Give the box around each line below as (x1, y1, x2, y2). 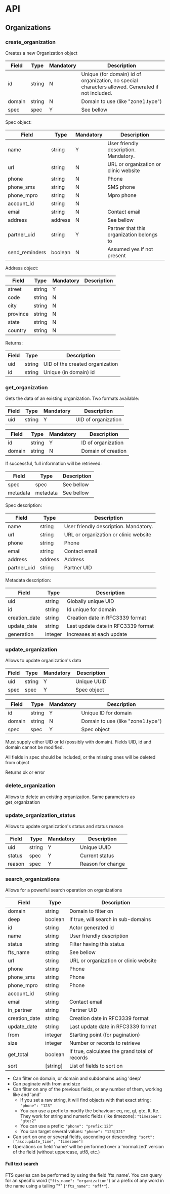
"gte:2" (20, 1118, 36, 1124)
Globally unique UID (66, 598, 114, 605)
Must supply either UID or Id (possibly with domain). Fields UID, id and (5, 739, 152, 745)
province (8, 310, 29, 317)
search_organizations (5, 875, 60, 882)
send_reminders (8, 249, 47, 256)
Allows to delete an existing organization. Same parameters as (5, 794, 135, 800)
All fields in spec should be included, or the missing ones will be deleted (5, 754, 156, 760)
